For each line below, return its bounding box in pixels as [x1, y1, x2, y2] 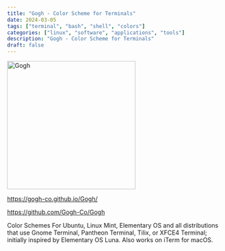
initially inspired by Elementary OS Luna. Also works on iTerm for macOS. [7, 236, 213, 243]
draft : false [7, 42, 44, 49]
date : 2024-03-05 [7, 16, 57, 23]
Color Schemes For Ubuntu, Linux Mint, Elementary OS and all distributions [7, 222, 219, 229]
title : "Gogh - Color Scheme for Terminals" [7, 10, 136, 17]
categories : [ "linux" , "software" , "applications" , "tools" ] [7, 29, 185, 36]
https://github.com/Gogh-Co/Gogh [7, 208, 105, 216]
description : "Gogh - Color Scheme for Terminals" [7, 36, 155, 42]
